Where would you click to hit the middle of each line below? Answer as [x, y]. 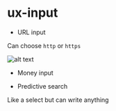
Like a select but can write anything [58, 100]
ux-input [33, 13]
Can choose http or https [44, 45]
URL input [32, 32]
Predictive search [42, 86]
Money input [35, 73]
